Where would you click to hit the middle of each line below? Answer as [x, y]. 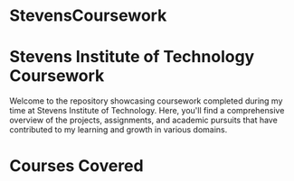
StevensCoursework [88, 16]
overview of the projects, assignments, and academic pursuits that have [143, 120]
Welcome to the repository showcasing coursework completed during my [146, 101]
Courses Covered [76, 166]
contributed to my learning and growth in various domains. [119, 130]
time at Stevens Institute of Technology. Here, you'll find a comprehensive [147, 111]
